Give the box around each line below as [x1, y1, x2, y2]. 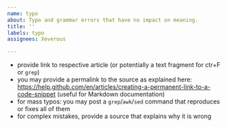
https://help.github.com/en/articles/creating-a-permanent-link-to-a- [17, 83, 211, 91]
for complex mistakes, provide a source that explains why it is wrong [17, 112, 212, 121]
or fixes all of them [17, 105, 71, 113]
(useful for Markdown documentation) [57, 90, 165, 99]
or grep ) [17, 68, 40, 77]
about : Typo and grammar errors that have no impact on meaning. [7, 17, 198, 23]
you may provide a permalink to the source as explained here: [17, 75, 193, 84]
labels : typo [7, 29, 45, 37]
